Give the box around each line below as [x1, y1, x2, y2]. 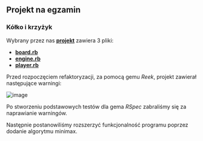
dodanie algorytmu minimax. [6, 127, 78, 135]
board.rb [15, 48, 38, 56]
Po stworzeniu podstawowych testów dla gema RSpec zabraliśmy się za [6, 103, 187, 110]
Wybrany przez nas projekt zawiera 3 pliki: [6, 36, 114, 44]
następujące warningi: [6, 79, 62, 87]
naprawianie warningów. [6, 109, 68, 117]
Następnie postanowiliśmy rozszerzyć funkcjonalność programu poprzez [6, 121, 189, 128]
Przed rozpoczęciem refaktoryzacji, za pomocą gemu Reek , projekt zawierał [6, 73, 197, 80]
